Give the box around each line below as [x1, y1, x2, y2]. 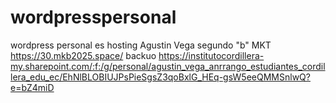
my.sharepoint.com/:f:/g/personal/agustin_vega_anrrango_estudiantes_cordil [10, 60, 326, 72]
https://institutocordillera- [158, 49, 265, 61]
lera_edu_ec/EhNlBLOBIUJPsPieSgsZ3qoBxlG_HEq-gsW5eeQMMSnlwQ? [10, 71, 311, 83]
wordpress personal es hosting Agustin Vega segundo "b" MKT [10, 39, 272, 51]
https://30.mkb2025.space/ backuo [10, 49, 157, 61]
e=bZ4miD [10, 81, 55, 93]
